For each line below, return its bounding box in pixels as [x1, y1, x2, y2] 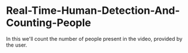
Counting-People [6, 16, 92, 29]
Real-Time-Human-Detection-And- [6, 4, 180, 17]
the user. [6, 41, 27, 48]
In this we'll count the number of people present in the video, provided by [6, 35, 183, 42]
